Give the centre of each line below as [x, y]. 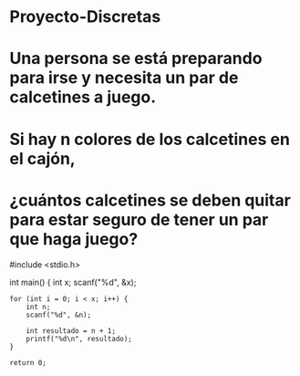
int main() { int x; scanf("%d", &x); [73, 282]
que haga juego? [74, 239]
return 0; [28, 362]
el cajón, [42, 158]
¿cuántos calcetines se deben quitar [150, 200]
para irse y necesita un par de [124, 78]
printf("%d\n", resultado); [79, 339]
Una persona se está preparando [136, 59]
